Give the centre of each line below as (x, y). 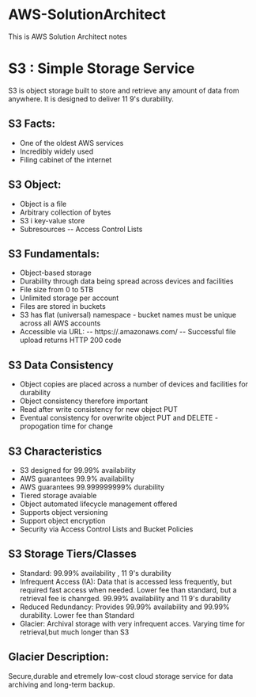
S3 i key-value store (52, 220)
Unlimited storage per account (69, 298)
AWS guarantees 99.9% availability (77, 478)
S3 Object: (35, 185)
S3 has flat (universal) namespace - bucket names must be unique (128, 315)
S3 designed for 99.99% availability (78, 470)
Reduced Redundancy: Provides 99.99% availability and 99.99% (125, 607)
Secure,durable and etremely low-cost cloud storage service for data (121, 676)
